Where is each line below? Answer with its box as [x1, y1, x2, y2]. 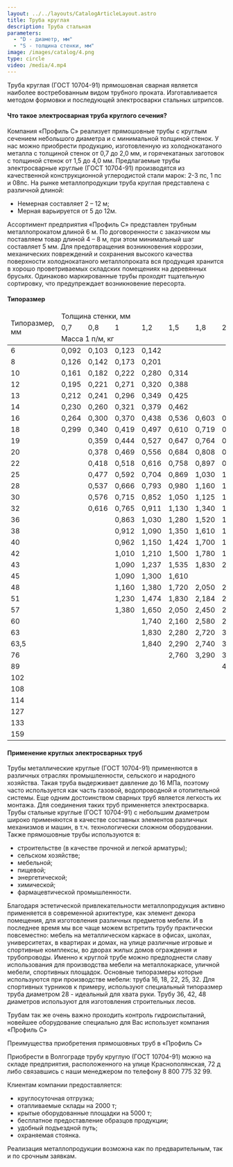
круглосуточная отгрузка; [17, 1094, 95, 1102]
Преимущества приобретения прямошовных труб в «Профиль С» [7, 1039, 202, 1048]
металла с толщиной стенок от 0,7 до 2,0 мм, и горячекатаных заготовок [7, 149, 225, 157]
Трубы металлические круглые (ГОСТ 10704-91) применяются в [7, 764, 198, 773]
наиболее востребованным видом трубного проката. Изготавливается [7, 88, 218, 96]
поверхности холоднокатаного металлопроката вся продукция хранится [7, 257, 224, 265]
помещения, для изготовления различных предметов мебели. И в [7, 916, 203, 925]
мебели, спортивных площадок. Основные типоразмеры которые [7, 968, 203, 976]
